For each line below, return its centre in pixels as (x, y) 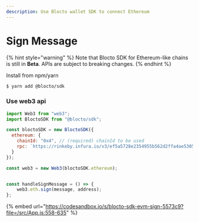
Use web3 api (26, 102)
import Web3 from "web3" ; (38, 113)
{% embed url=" (26, 207)
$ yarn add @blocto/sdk (36, 86)
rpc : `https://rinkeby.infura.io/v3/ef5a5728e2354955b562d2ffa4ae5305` (107, 147)
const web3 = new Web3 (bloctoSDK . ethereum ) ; (62, 168)
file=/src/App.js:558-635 (36, 213)
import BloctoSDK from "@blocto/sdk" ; (54, 119)
